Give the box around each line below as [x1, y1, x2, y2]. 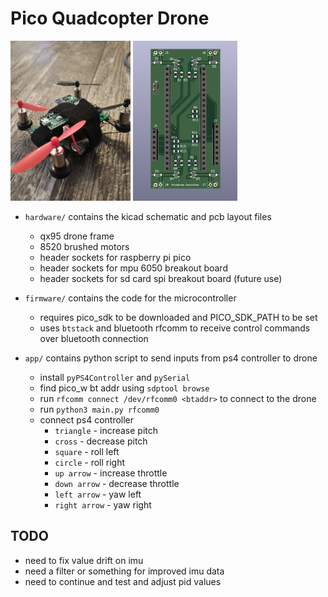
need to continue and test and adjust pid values [24, 575, 222, 587]
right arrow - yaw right [54, 498, 152, 511]
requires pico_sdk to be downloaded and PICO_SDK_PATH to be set [39, 311, 318, 323]
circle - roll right [54, 456, 126, 468]
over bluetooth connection [39, 332, 149, 344]
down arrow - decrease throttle [54, 477, 180, 489]
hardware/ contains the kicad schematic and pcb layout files [24, 210, 272, 222]
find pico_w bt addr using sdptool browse [39, 382, 210, 394]
